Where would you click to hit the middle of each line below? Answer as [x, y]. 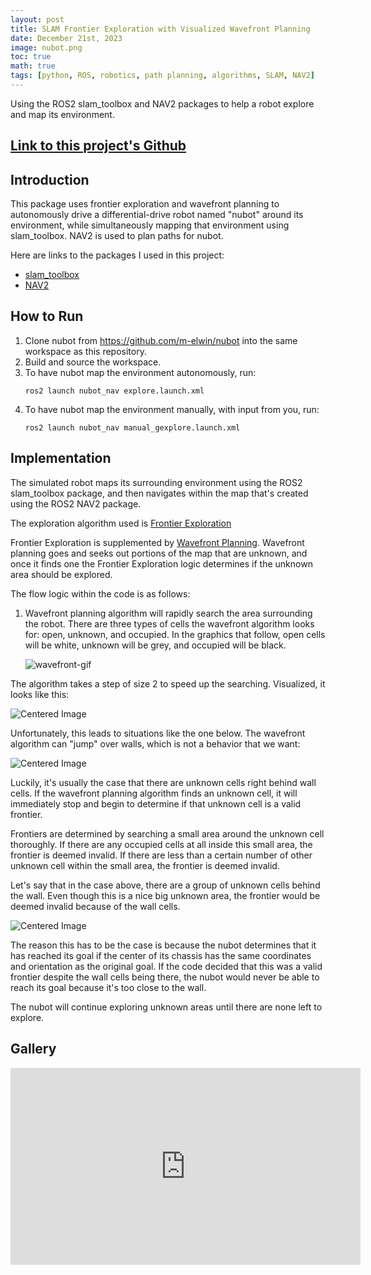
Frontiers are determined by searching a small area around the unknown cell [167, 833]
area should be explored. [61, 574]
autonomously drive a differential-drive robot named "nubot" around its [157, 215]
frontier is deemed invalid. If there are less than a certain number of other [161, 855]
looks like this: [40, 694]
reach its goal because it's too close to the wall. [108, 987]
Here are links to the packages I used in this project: [117, 255]
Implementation [61, 458]
